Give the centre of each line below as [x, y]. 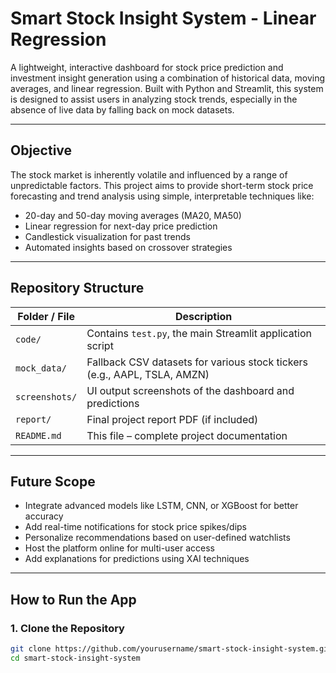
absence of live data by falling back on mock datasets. [122, 109]
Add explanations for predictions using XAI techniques [137, 559]
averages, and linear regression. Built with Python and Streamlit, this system [167, 88]
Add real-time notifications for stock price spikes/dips [136, 527]
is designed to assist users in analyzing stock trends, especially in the [154, 99]
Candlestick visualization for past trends [107, 236]
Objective [41, 150]
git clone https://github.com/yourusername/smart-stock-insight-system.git [171, 649]
